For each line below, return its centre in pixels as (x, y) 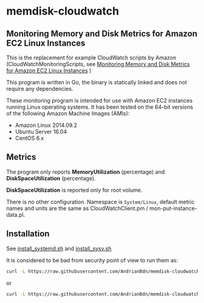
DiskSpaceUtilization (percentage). (51, 178)
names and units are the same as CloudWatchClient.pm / (77, 208)
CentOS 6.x (29, 138)
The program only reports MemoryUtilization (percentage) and (86, 172)
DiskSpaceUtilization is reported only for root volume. (74, 190)
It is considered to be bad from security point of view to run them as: (92, 260)
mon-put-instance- (173, 208)
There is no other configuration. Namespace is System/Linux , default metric (100, 202)
